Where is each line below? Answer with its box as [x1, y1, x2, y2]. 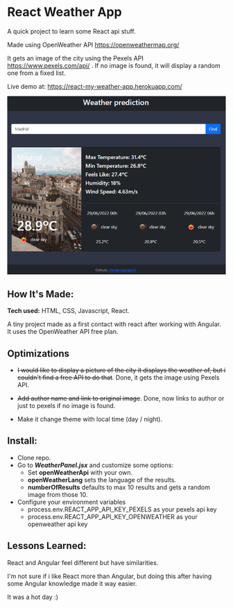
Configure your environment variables [17, 498, 126, 506]
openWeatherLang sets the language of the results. [27, 475, 177, 484]
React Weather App [7, 4, 123, 20]
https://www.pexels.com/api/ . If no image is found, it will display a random [7, 61, 221, 69]
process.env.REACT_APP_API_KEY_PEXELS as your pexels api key [27, 505, 217, 514]
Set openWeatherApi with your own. [27, 468, 133, 476]
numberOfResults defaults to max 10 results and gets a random [27, 483, 210, 491]
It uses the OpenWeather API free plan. [7, 328, 119, 336]
